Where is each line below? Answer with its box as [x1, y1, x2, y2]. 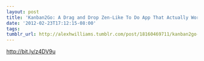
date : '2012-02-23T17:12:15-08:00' [6, 20, 97, 26]
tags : [6, 25, 20, 32]
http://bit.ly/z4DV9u [6, 48, 56, 55]
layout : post [6, 8, 39, 15]
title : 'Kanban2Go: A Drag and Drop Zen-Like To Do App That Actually [6, 14, 189, 21]
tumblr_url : [6, 31, 36, 37]
